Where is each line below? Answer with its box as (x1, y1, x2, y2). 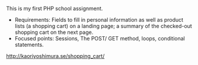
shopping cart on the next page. (14, 29, 94, 36)
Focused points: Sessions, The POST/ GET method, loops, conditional (14, 35, 185, 42)
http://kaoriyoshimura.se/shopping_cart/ (6, 53, 105, 59)
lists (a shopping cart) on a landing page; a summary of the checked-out (14, 23, 193, 29)
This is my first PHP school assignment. (6, 5, 103, 12)
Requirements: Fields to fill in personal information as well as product (14, 16, 184, 23)
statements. (14, 41, 44, 48)
